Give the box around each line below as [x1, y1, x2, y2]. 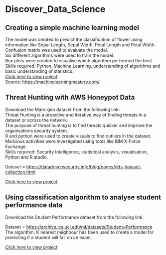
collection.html [5, 169, 36, 175]
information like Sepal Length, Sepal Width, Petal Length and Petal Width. [5, 42, 156, 48]
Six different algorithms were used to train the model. [5, 52, 115, 58]
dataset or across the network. [5, 117, 68, 123]
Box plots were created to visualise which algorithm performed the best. [5, 58, 154, 63]
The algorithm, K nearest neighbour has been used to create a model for [5, 229, 154, 235]
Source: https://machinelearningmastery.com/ [5, 79, 100, 85]
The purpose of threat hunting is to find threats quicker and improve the [5, 122, 153, 128]
